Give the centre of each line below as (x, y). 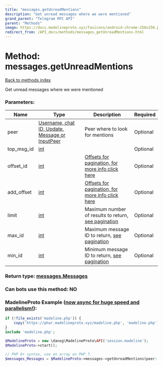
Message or (52, 135)
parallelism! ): (21, 308)
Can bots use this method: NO (41, 289)
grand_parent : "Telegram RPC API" (40, 18)
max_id (16, 236)
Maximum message (107, 229)
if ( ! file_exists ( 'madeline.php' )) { (43, 319)
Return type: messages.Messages (47, 276)
